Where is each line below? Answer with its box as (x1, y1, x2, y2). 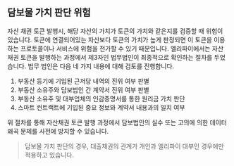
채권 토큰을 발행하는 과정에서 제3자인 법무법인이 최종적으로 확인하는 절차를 (7, 53, 213, 61)
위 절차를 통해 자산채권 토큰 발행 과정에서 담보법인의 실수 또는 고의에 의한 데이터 (7, 118, 228, 127)
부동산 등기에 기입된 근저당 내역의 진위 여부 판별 (17, 77, 149, 85)
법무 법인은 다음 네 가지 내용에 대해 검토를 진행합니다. (27, 62, 175, 70)
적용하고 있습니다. (24, 151, 74, 159)
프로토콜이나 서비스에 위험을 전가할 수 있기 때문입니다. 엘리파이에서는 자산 (20, 44, 224, 53)
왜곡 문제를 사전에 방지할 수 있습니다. (7, 127, 109, 135)
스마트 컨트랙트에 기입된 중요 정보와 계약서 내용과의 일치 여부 (17, 103, 185, 111)
